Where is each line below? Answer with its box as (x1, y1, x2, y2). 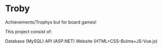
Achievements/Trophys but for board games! (5, 19, 97, 25)
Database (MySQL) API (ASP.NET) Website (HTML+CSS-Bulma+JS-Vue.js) (5, 38, 158, 44)
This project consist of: (5, 28, 53, 34)
